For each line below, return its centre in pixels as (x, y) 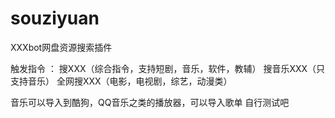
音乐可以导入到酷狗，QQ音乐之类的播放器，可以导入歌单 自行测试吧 (150, 102)
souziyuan (55, 18)
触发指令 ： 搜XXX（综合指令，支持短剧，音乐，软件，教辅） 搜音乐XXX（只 (168, 68)
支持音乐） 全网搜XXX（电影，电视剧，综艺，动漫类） (121, 81)
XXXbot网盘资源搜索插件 (61, 47)
